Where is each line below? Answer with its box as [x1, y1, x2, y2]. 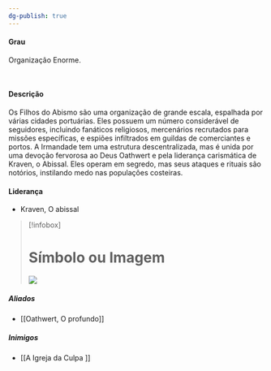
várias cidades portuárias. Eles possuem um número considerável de [8, 116, 239, 126]
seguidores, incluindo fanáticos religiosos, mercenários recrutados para [8, 125, 249, 135]
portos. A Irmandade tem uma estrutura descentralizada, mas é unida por [8, 142, 254, 152]
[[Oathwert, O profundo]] [19, 314, 105, 324]
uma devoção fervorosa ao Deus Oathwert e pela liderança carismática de [8, 151, 257, 161]
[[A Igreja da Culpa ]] [19, 353, 91, 363]
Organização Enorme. [8, 54, 81, 65]
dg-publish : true [8, 11, 67, 20]
